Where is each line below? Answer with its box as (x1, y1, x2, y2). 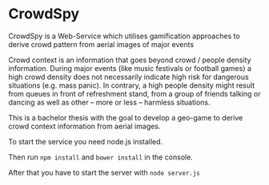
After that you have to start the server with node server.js (8, 167, 200, 177)
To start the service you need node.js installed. (8, 136, 163, 146)
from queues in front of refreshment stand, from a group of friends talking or (8, 89, 261, 98)
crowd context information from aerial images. (8, 121, 161, 131)
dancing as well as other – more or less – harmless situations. (8, 97, 211, 107)
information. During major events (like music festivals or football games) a (8, 63, 252, 73)
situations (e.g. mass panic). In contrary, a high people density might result (8, 81, 255, 90)
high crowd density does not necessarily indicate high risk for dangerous (8, 72, 250, 81)
